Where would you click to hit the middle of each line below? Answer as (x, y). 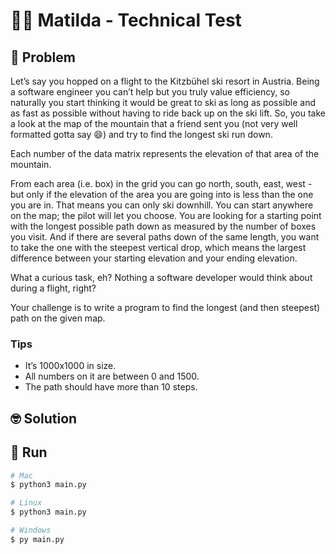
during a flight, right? (53, 288)
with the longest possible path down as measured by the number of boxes (163, 226)
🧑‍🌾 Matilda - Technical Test (126, 20)
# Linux (26, 503)
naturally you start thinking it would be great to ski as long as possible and (163, 102)
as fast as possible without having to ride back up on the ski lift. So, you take (168, 113)
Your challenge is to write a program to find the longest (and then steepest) (165, 307)
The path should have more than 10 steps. (111, 387)
